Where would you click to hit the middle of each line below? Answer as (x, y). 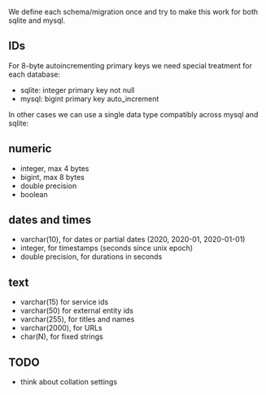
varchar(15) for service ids (64, 302)
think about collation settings (69, 382)
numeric (30, 149)
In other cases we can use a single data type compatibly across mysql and (133, 114)
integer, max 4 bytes (55, 168)
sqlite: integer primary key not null (77, 90)
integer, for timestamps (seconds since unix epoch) (107, 248)
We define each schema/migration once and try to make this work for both (133, 12)
